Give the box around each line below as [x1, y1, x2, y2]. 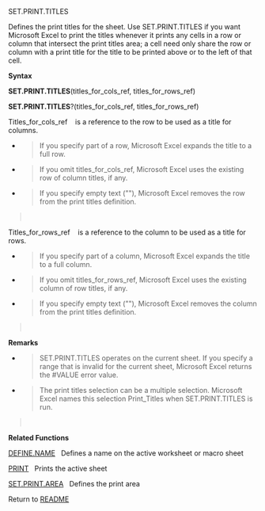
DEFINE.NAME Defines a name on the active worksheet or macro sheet [8, 448, 244, 458]
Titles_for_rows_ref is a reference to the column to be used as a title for [8, 227, 247, 237]
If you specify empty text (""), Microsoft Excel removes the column [39, 299, 257, 308]
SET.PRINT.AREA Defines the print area [8, 479, 141, 488]
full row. [39, 150, 66, 158]
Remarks [8, 338, 39, 347]
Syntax [8, 71, 32, 80]
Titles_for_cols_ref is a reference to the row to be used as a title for [8, 117, 232, 126]
